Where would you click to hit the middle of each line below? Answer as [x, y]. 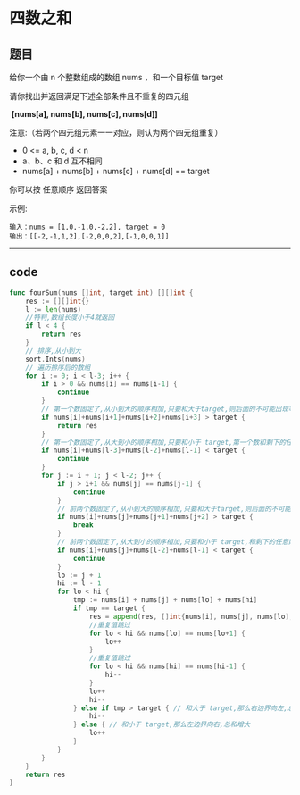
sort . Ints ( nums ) [56, 359]
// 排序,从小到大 [54, 351]
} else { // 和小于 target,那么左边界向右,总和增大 [162, 724]
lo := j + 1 [79, 575]
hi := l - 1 [79, 583]
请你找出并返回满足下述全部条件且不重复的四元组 [99, 96]
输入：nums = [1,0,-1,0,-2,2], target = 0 [87, 227]
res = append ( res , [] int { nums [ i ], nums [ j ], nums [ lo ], [191, 616]
